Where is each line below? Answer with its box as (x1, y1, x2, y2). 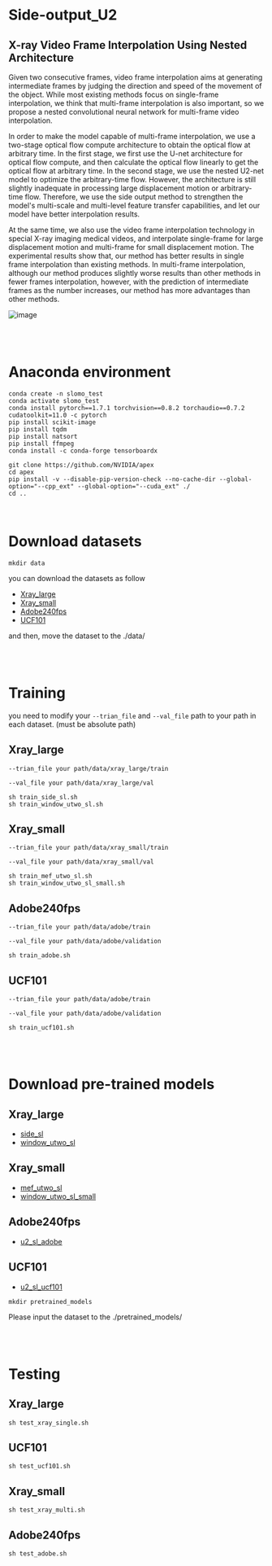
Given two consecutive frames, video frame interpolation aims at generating (8, 72, 263, 82)
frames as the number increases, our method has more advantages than (8, 286, 251, 295)
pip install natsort (8, 432, 79, 440)
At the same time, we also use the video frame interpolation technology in (8, 225, 255, 234)
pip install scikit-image (8, 418, 96, 426)
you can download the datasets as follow (8, 573, 146, 583)
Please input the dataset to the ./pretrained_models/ (8, 1312, 183, 1322)
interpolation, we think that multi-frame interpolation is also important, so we (8, 98, 265, 107)
